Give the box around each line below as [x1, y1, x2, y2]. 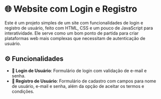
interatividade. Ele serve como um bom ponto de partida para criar [4, 30, 139, 36]
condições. [11, 88, 35, 94]
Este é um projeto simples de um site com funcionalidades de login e [4, 20, 143, 25]
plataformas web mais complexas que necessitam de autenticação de [4, 35, 145, 41]
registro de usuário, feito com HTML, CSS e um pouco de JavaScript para [4, 25, 153, 31]
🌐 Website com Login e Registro [4, 3, 138, 15]
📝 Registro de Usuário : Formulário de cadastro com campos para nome [11, 78, 156, 84]
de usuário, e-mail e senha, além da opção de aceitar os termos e [11, 83, 144, 89]
